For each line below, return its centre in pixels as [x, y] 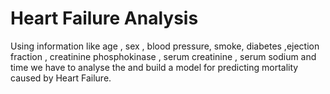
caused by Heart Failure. [61, 78]
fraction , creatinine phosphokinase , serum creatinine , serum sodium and [163, 56]
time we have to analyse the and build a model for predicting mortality [154, 67]
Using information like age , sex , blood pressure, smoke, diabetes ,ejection [165, 46]
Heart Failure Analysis [104, 18]
